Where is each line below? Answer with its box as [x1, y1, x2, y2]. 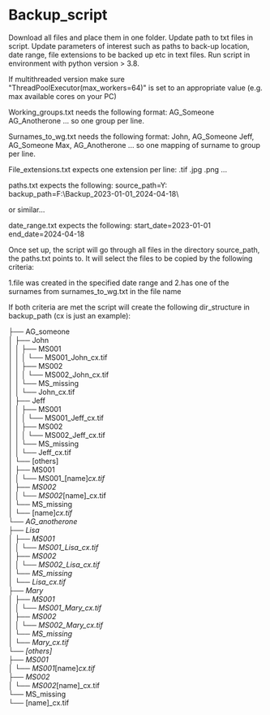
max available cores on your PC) [8, 91, 118, 101]
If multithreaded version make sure [8, 74, 126, 84]
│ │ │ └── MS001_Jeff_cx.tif [8, 413, 104, 422]
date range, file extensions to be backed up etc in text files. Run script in [8, 50, 251, 59]
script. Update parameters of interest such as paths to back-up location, [8, 41, 250, 50]
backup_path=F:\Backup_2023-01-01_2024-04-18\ [8, 188, 179, 198]
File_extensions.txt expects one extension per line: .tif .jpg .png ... [8, 164, 228, 174]
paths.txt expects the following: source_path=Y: [8, 180, 168, 190]
